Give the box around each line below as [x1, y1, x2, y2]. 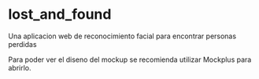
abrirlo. [8, 63, 31, 72]
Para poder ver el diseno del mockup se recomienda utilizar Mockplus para [8, 55, 252, 64]
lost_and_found [8, 5, 112, 23]
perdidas [8, 39, 37, 48]
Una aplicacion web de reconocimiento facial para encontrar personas [8, 31, 237, 41]
